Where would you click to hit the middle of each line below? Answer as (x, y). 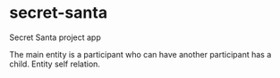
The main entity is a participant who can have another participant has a (140, 54)
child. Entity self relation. (55, 64)
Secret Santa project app (55, 37)
